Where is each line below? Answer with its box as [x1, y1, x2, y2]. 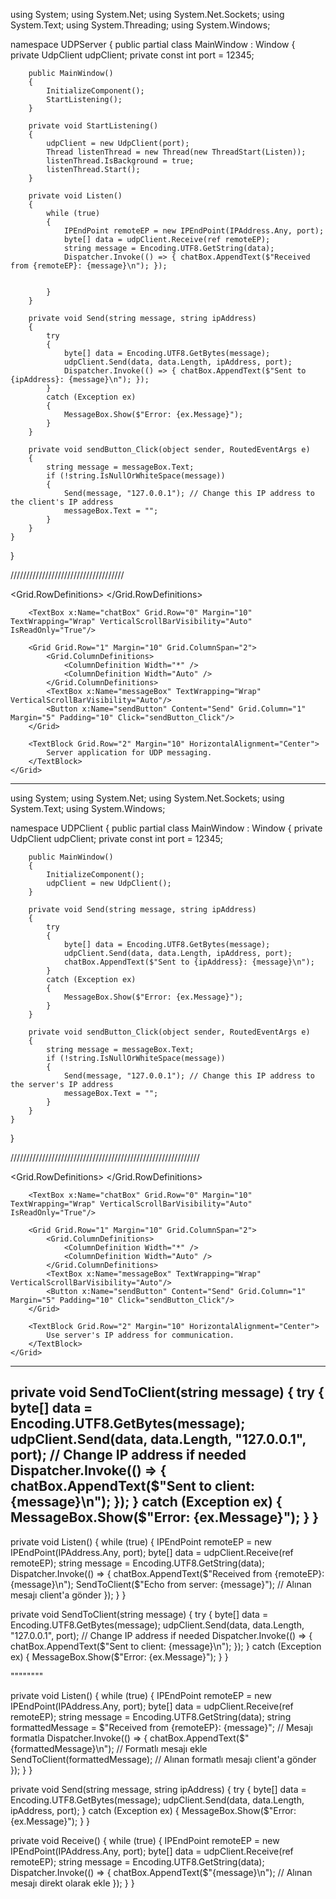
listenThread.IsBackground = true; [46, 156, 195, 166]
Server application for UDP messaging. [46, 748, 213, 758]
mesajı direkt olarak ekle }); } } [10, 1877, 135, 1889]
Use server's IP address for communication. [46, 1330, 235, 1340]
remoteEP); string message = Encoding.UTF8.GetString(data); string [10, 1710, 292, 1723]
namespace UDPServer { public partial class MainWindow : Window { [10, 39, 296, 50]
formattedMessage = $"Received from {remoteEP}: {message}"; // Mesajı [10, 1721, 313, 1733]
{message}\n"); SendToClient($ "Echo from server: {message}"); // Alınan [10, 1578, 312, 1590]
